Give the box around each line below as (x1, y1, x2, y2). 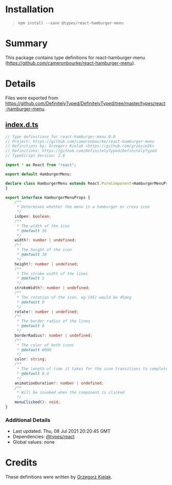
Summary (5, 37, 48, 49)
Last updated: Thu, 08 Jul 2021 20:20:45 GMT (12, 428, 111, 434)
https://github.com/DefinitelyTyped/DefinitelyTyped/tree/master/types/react (5, 100, 166, 106)
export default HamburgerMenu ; (5, 172, 72, 177)
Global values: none (12, 439, 55, 445)
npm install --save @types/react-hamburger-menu (17, 20, 124, 26)
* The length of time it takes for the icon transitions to (16, 366, 147, 371)
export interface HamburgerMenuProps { (5, 195, 91, 200)
